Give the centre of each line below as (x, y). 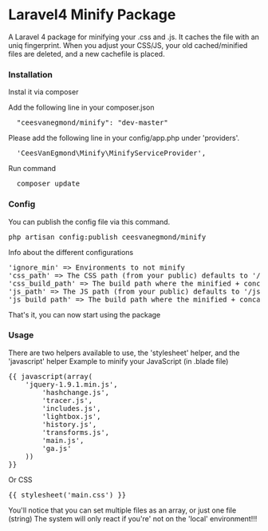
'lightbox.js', (71, 416)
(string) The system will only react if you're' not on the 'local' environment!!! (133, 518)
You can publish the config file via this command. (89, 222)
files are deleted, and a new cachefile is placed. (87, 54)
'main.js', (63, 440)
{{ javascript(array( (51, 376)
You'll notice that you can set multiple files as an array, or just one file (122, 510)
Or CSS (21, 479)
